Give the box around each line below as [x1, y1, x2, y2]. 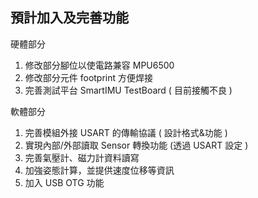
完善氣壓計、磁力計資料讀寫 [24, 151, 140, 163]
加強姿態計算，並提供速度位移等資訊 [24, 164, 175, 176]
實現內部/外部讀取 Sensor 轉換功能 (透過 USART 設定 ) [24, 139, 249, 151]
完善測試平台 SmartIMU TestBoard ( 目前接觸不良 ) [24, 84, 233, 96]
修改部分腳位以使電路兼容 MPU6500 [24, 59, 175, 71]
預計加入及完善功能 [10, 9, 129, 27]
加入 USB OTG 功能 [24, 176, 105, 188]
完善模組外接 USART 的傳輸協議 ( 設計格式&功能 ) [24, 126, 228, 138]
